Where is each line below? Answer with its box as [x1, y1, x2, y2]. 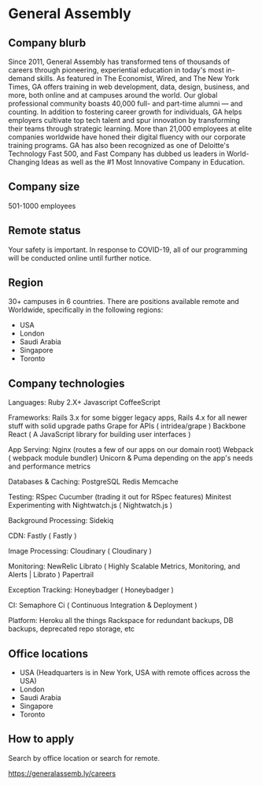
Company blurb [8, 36, 87, 50]
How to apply [8, 732, 75, 746]
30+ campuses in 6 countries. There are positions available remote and [8, 297, 240, 306]
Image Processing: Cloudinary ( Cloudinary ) [8, 547, 152, 556]
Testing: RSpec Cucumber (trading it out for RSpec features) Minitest [8, 492, 232, 502]
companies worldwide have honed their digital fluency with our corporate [8, 132, 246, 142]
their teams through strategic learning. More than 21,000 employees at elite [8, 124, 253, 133]
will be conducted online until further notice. [8, 253, 152, 262]
